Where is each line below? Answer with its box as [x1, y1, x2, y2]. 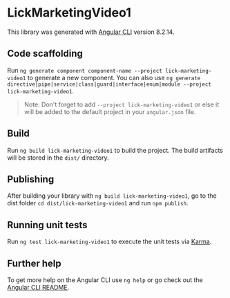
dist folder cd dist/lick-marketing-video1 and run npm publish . [7, 199, 189, 207]
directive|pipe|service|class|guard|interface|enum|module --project [7, 81, 212, 88]
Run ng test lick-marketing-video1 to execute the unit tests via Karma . [7, 237, 212, 246]
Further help [7, 257, 62, 269]
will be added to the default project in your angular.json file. [23, 107, 196, 115]
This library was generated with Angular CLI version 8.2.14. [7, 28, 175, 36]
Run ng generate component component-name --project [7, 66, 162, 74]
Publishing [7, 173, 55, 185]
